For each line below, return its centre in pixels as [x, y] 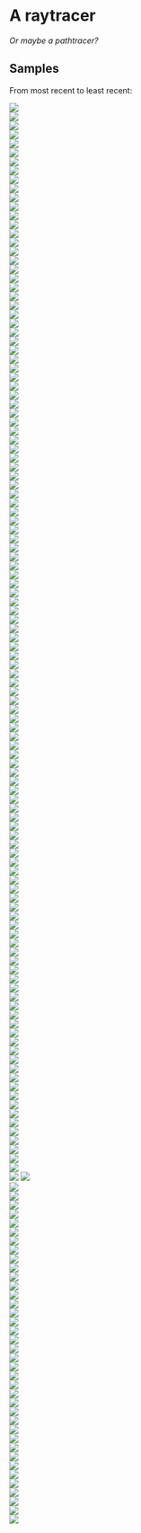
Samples [35, 69]
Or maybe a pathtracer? [54, 40]
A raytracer [53, 16]
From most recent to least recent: [71, 90]
